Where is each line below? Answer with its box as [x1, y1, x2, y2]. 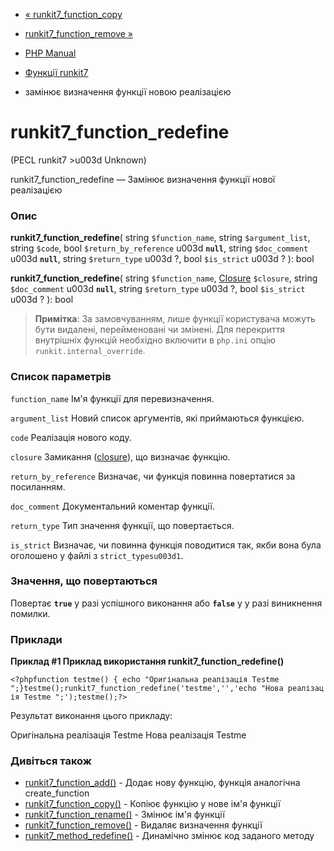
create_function [24, 787, 90, 799]
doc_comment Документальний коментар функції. [10, 500, 216, 512]
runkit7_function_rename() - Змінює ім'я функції [24, 809, 225, 821]
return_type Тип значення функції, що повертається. [10, 519, 235, 531]
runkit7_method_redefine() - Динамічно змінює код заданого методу [24, 830, 315, 842]
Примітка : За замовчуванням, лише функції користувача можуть [34, 313, 316, 325]
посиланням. [10, 480, 66, 493]
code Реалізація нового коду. [10, 431, 132, 443]
